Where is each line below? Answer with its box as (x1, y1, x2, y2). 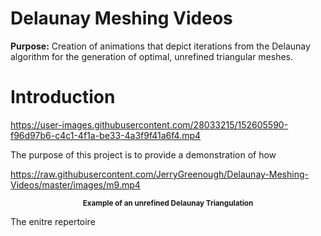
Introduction (10, 86, 116, 109)
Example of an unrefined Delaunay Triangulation (82, 198, 254, 208)
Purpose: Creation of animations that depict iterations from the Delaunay (10, 40, 311, 52)
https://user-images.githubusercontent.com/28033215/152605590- (10, 118, 289, 131)
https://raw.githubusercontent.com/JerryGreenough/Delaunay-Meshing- (10, 168, 309, 180)
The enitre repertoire (10, 215, 96, 227)
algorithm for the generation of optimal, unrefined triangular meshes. (10, 50, 294, 62)
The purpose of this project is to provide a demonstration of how (10, 148, 277, 161)
